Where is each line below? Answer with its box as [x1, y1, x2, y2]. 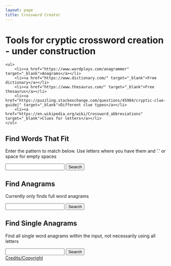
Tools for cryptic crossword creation [5, 34, 164, 46]
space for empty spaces [5, 153, 57, 159]
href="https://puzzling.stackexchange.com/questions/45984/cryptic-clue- [5, 98, 166, 103]
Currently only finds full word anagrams [5, 193, 89, 199]
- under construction [5, 45, 96, 57]
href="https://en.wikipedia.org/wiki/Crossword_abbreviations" [5, 111, 143, 117]
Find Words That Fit [5, 134, 69, 143]
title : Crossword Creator [5, 12, 60, 17]
